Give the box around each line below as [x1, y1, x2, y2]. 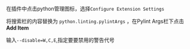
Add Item [6, 24, 30, 31]
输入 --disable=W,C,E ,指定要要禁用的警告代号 [6, 37, 115, 43]
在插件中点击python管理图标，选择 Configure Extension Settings [6, 5, 165, 12]
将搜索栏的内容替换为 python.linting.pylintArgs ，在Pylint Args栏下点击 [6, 18, 184, 25]
